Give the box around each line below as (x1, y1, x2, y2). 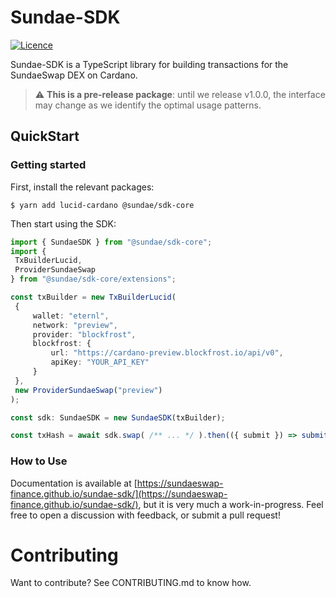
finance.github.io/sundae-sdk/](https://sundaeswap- (10, 487, 228, 500)
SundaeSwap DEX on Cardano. (10, 69, 138, 81)
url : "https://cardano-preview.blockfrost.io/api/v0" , (50, 348, 284, 358)
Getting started (10, 158, 87, 172)
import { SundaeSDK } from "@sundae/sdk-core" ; (10, 237, 213, 247)
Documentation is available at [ (10, 477, 138, 489)
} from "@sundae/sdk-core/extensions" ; (10, 274, 177, 285)
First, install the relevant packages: (10, 181, 155, 193)
